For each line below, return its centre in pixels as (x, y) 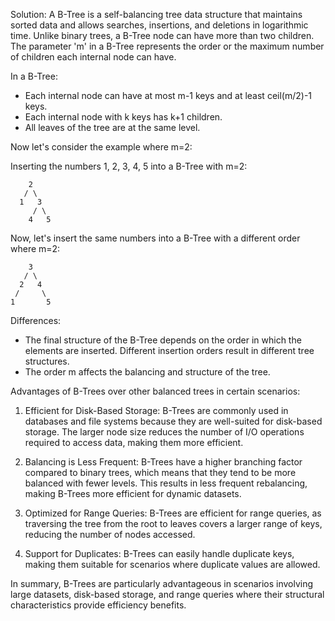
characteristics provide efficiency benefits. (98, 605)
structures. (47, 361)
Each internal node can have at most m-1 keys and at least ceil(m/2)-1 (168, 95)
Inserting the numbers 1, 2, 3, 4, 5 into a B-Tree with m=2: (129, 166)
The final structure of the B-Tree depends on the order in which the (163, 340)
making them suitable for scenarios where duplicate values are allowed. (172, 564)
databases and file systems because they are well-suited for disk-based (173, 421)
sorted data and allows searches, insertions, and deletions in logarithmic (159, 25)
